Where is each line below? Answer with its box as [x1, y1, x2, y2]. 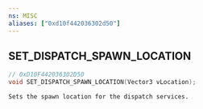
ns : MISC [8, 11, 38, 20]
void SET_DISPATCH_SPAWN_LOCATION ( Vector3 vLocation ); [8, 78, 197, 86]
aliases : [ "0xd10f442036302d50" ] [8, 19, 121, 27]
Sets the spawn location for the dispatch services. [8, 93, 189, 101]
